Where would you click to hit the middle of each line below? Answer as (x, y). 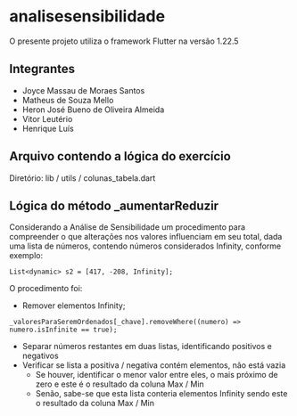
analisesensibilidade (87, 16)
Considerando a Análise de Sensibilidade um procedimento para (128, 227)
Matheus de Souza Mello (68, 100)
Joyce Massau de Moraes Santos (83, 90)
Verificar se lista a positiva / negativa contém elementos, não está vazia (154, 365)
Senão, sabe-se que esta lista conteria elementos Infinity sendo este (161, 394)
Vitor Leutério (47, 118)
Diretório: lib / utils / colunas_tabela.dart (82, 178)
